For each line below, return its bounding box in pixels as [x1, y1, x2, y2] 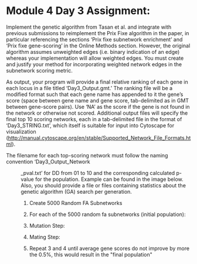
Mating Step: [29, 233, 60, 241]
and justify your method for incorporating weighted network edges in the [6, 60, 182, 68]
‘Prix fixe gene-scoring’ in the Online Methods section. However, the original [6, 42, 191, 49]
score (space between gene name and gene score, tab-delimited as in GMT [6, 97, 189, 104]
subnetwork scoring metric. [6, 67, 73, 74]
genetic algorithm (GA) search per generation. [21, 188, 132, 195]
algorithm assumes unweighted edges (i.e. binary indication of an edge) [6, 48, 180, 55]
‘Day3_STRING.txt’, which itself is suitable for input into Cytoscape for [6, 122, 175, 129]
